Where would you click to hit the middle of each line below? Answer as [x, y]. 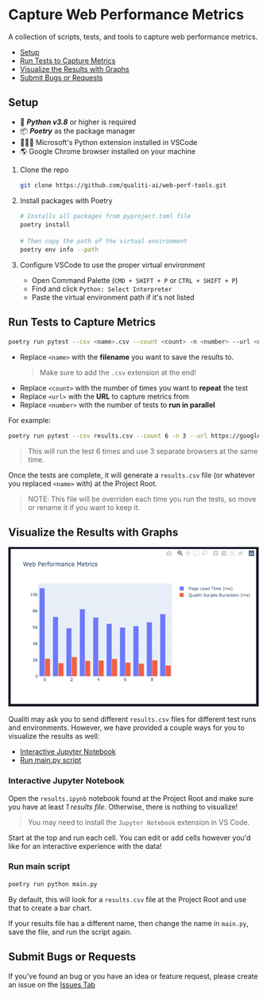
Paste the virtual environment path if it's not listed [113, 297]
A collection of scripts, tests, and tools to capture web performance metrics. [133, 37]
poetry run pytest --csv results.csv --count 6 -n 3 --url [108, 436]
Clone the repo [44, 170]
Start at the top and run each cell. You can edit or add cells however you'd [130, 838]
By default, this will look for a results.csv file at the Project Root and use [128, 899]
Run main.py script [50, 760]
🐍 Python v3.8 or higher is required [78, 122]
